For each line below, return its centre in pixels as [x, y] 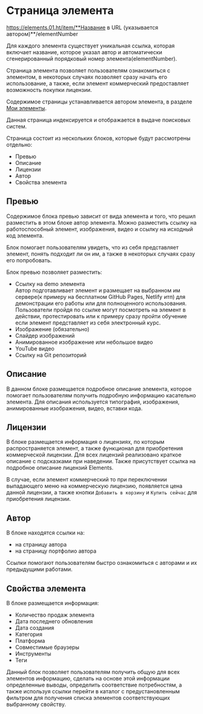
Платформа [30, 641]
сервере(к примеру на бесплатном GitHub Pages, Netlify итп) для [100, 296]
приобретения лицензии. [39, 499]
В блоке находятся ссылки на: [46, 533]
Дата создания [35, 628]
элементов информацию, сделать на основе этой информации [88, 678]
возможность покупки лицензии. [49, 89]
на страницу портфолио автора [56, 551]
